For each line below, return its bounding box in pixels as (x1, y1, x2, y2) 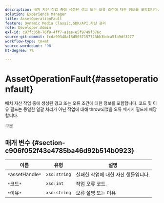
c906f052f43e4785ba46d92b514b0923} (5, 146, 135, 155)
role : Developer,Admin (5, 25, 51, 30)
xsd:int (46, 181, 64, 186)
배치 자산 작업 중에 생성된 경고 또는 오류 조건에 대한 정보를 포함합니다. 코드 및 (5, 101, 152, 106)
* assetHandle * (7, 171, 41, 178)
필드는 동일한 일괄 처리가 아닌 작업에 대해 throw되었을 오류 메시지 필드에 (10, 106, 148, 112)
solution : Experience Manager (5, 12, 67, 17)
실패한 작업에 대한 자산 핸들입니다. (75, 171, 150, 178)
